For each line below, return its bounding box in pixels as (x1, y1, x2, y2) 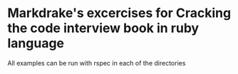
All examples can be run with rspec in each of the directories (7, 58, 186, 67)
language (7, 36, 65, 51)
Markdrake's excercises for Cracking (7, 5, 232, 21)
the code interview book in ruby (7, 20, 200, 36)
